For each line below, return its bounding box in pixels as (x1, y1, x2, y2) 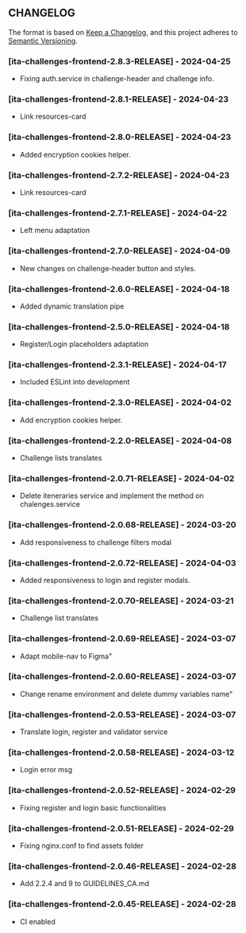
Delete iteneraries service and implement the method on (19, 491, 204, 500)
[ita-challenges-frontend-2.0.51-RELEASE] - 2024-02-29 (8, 822, 234, 834)
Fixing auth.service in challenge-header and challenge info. (19, 74, 214, 84)
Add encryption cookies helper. (19, 415, 123, 425)
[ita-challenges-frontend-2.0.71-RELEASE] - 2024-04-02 (8, 473, 235, 484)
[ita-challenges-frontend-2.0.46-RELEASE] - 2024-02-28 (8, 861, 236, 872)
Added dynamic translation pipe (19, 301, 125, 311)
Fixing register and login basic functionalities (19, 803, 167, 812)
